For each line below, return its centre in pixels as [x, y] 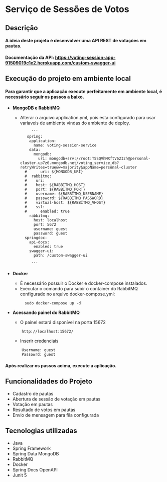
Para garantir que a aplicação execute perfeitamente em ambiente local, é [83, 91]
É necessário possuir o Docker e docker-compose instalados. [83, 283]
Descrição [22, 28]
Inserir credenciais [39, 341]
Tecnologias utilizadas [41, 431]
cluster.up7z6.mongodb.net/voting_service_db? [69, 163]
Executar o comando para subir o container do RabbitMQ [79, 289]
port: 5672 [45, 225]
